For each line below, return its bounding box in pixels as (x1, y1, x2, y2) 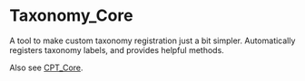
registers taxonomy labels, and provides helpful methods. (9, 44, 224, 55)
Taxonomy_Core (9, 5, 133, 26)
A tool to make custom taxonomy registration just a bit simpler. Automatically (9, 35, 296, 46)
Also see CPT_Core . (9, 62, 84, 73)
